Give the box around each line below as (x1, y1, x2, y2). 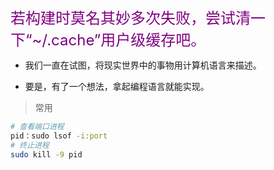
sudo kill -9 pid (10, 149, 83, 160)
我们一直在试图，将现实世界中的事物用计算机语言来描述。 (24, 59, 262, 71)
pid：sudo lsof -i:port (10, 131, 108, 141)
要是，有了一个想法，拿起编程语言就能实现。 (24, 81, 210, 92)
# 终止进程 (10, 140, 50, 150)
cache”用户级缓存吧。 (51, 31, 207, 50)
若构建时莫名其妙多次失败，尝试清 (10, 9, 251, 28)
